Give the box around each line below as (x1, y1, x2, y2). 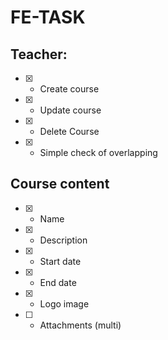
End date (39, 276, 77, 288)
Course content (10, 176, 110, 193)
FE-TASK (10, 6, 86, 29)
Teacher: (10, 46, 68, 63)
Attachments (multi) (39, 319, 122, 331)
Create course (39, 83, 100, 95)
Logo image (39, 297, 90, 310)
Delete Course (39, 126, 100, 137)
